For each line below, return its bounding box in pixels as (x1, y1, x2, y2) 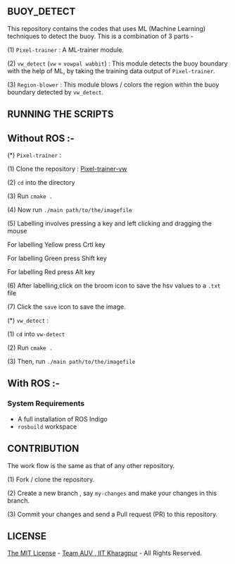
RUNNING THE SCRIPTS (7, 109, 114, 121)
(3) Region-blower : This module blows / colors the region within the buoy (7, 80, 220, 89)
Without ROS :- (7, 132, 75, 144)
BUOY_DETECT (7, 6, 76, 18)
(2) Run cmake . (7, 343, 53, 352)
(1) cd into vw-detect (7, 330, 65, 338)
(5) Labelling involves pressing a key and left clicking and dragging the (7, 219, 212, 228)
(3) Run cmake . (7, 192, 53, 200)
